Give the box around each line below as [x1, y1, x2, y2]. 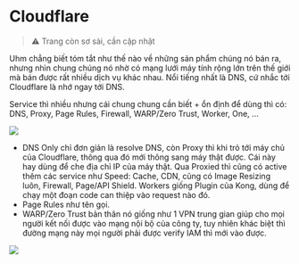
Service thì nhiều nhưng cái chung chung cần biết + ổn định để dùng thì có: [9, 98, 287, 109]
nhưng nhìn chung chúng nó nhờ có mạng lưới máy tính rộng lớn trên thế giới [9, 62, 291, 73]
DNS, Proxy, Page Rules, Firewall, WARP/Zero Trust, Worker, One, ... [9, 108, 259, 119]
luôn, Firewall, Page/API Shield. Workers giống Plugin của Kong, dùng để [21, 180, 290, 191]
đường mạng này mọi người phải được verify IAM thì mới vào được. [21, 227, 268, 238]
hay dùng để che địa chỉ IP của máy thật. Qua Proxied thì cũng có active [21, 161, 287, 171]
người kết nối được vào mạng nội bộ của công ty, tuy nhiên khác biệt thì [21, 218, 286, 228]
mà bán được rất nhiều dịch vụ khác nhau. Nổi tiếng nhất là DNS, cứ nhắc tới [9, 71, 290, 82]
